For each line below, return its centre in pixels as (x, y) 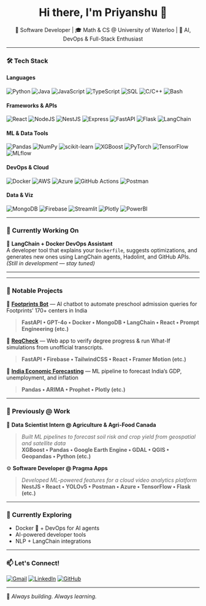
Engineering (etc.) (45, 329)
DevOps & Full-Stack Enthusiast (103, 39)
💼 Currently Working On (43, 230)
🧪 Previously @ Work (38, 411)
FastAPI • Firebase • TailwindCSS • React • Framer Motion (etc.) (104, 359)
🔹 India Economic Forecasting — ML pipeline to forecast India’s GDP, (94, 371)
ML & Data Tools (27, 133)
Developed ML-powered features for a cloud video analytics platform (109, 480)
